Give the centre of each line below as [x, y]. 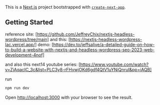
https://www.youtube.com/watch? [114, 64]
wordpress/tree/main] [27, 39]
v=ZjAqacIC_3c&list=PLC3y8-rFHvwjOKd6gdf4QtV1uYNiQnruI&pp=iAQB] [78, 69]
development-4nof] [25, 55]
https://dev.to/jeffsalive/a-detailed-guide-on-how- [104, 44]
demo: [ [46, 44]
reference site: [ [21, 34]
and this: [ [60, 39]
